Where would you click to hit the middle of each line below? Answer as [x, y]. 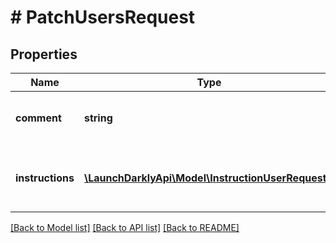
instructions [45, 178]
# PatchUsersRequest [103, 17]
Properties [44, 54]
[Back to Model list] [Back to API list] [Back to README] [125, 227]
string [98, 118]
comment [38, 118]
